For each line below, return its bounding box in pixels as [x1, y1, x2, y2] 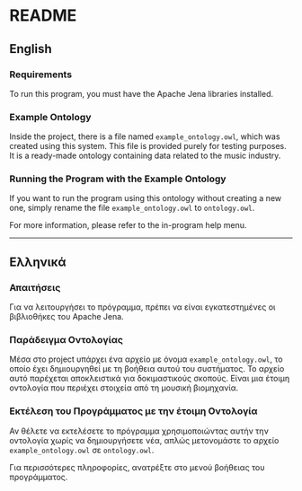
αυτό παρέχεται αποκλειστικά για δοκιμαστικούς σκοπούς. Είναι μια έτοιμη [9, 373, 290, 384]
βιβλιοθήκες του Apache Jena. [9, 311, 124, 322]
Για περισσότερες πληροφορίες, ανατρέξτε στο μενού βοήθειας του [9, 461, 265, 472]
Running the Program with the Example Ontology [9, 172, 226, 185]
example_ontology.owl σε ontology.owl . [9, 444, 155, 455]
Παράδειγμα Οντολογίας [9, 334, 124, 346]
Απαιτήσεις [9, 281, 61, 294]
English [9, 41, 52, 57]
